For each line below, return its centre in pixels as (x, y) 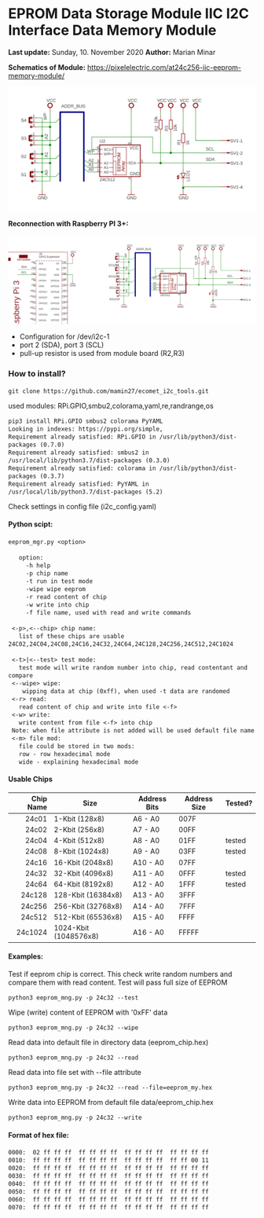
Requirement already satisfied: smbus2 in (79, 453)
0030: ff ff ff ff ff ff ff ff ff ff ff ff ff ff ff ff (109, 1176)
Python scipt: (31, 524)
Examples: (26, 956)
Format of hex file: (38, 1135)
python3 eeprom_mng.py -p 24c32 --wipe (73, 1027)
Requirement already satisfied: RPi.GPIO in (82, 437)
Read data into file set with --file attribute (75, 1072)
